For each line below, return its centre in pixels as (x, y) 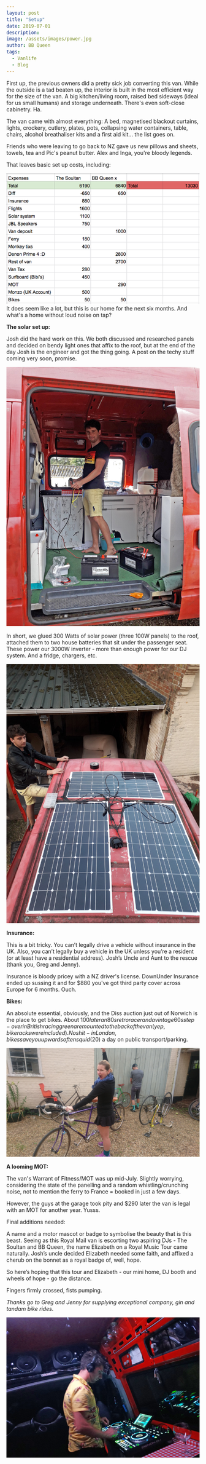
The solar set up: (28, 327)
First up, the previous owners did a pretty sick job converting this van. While (102, 83)
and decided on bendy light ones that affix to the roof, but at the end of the (101, 346)
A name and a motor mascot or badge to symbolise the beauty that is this (99, 1234)
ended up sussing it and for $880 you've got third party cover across (93, 983)
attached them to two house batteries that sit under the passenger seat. (97, 642)
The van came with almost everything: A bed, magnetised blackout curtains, (103, 121)
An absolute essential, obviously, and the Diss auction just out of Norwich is (102, 1013)
